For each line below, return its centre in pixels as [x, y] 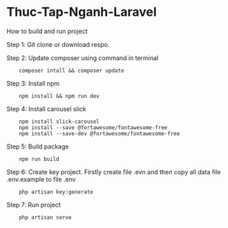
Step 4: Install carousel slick [47, 108]
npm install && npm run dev [59, 96]
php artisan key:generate [56, 192]
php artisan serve [45, 217]
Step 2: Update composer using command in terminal [83, 58]
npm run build [39, 159]
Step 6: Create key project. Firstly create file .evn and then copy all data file [114, 172]
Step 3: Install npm [33, 83]
